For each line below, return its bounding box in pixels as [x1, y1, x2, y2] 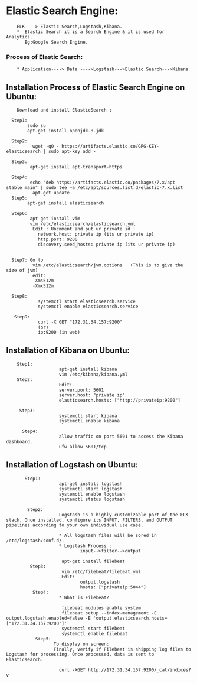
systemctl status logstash [58, 496, 126, 502]
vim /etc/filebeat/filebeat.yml [61, 568, 142, 574]
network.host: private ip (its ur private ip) [37, 232, 155, 238]
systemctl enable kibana [58, 418, 120, 424]
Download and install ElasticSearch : [17, 108, 112, 113]
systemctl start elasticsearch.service [37, 298, 136, 305]
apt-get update [32, 190, 70, 196]
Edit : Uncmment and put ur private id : [32, 226, 136, 232]
